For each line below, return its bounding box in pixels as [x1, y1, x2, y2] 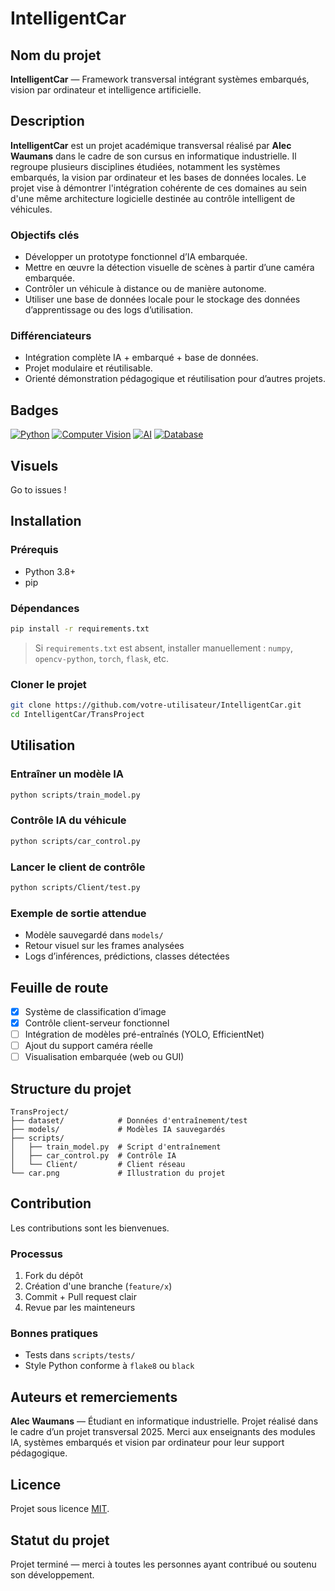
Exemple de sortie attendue [10, 906, 147, 920]
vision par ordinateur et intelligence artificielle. [10, 84, 202, 96]
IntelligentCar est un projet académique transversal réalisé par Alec [10, 139, 292, 151]
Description [10, 113, 85, 130]
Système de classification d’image [24, 1005, 167, 1017]
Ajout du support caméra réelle [24, 1040, 153, 1052]
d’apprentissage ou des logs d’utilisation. [24, 304, 193, 316]
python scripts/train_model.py [10, 790, 141, 800]
